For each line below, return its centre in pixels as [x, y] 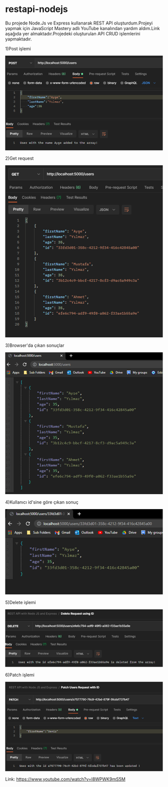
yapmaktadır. [18, 39]
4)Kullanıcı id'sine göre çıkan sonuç [42, 502]
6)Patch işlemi [20, 675]
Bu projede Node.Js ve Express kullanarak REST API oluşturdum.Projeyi [79, 23]
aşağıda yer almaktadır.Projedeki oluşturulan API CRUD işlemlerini [73, 33]
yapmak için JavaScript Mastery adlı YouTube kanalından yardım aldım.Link [82, 28]
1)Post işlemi [18, 48]
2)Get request [19, 158]
